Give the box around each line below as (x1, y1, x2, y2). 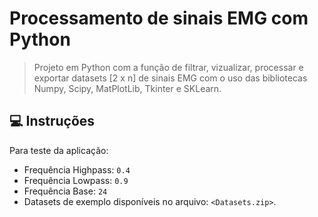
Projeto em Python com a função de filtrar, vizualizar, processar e (33, 61, 304, 73)
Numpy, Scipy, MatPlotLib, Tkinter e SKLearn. (33, 82, 222, 94)
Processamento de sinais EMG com (9, 7, 309, 30)
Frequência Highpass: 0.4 (23, 163, 131, 176)
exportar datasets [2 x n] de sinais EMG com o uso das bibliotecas (33, 72, 308, 84)
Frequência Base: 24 (23, 185, 108, 197)
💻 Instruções (9, 113, 96, 130)
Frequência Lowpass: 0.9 (23, 174, 129, 186)
